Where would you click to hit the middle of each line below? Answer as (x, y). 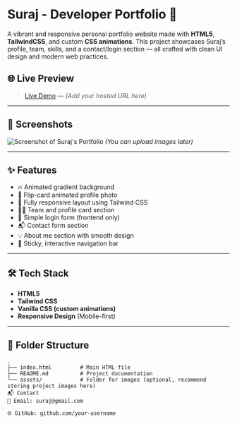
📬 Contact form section (53, 226)
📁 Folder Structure (48, 345)
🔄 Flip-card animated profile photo (67, 195)
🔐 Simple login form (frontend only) (68, 217)
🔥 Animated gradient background (66, 187)
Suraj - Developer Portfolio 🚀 (92, 14)
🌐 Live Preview (41, 79)
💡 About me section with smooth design (75, 236)
